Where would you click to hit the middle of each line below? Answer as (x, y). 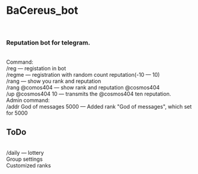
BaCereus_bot (42, 10)
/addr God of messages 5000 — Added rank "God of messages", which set (99, 107)
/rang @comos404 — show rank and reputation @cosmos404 (83, 88)
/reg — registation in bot (36, 68)
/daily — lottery (25, 153)
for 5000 (17, 113)
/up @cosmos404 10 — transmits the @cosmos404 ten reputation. (89, 94)
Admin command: (28, 100)
